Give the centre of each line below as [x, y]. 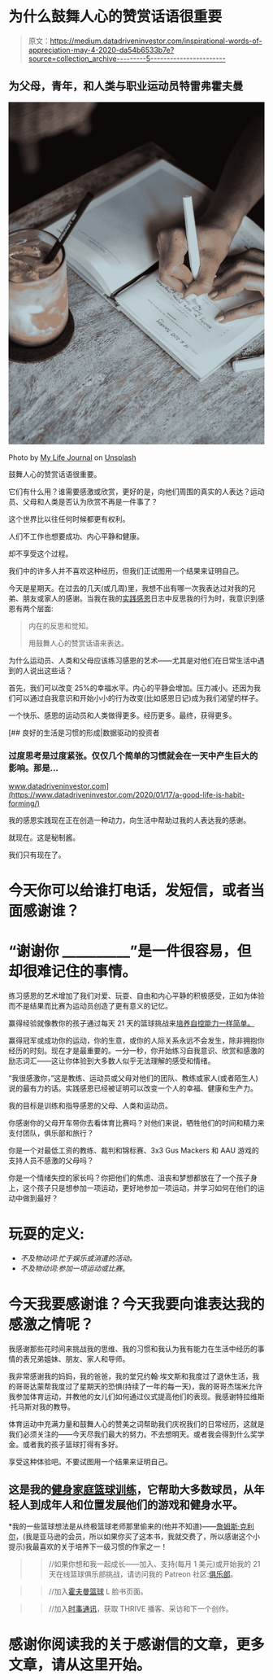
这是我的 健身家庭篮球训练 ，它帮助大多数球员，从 [131, 1490]
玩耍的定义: [47, 1234]
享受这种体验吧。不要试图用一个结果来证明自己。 [90, 1461]
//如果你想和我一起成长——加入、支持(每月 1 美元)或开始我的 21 [154, 1564]
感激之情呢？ [52, 1325]
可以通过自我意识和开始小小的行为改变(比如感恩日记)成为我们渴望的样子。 [139, 698]
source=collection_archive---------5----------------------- [127, 59]
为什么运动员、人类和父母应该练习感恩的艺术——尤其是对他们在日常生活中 [133, 660]
